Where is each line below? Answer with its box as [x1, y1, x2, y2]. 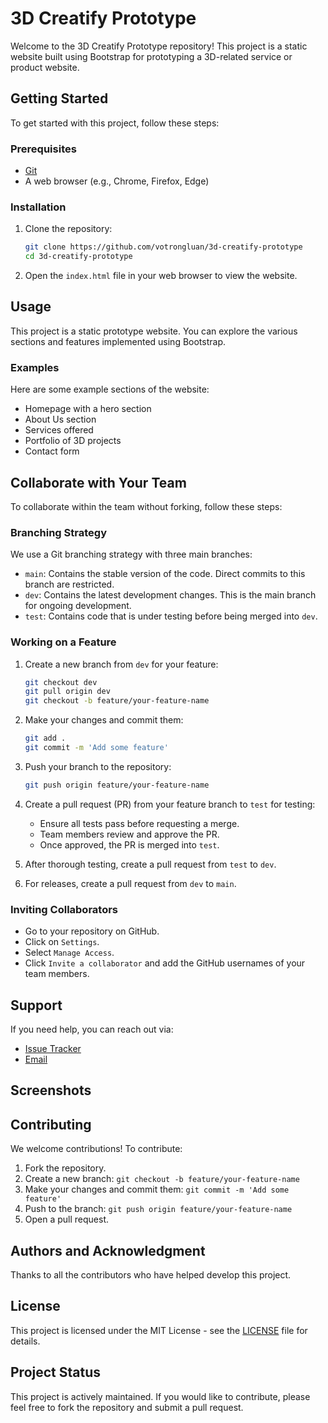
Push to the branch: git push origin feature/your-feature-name [24, 1203, 293, 1215]
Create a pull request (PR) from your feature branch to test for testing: [24, 798, 316, 810]
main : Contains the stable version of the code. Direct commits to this [24, 568, 306, 580]
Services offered [24, 424, 94, 436]
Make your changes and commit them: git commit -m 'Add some [24, 1183, 290, 1196]
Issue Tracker [24, 1042, 82, 1054]
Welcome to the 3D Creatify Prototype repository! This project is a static [10, 40, 308, 52]
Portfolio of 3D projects [24, 435, 122, 447]
